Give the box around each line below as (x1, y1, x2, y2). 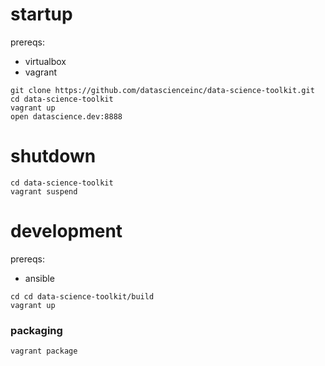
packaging (10, 323, 63, 337)
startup (10, 3, 73, 26)
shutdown (10, 145, 97, 168)
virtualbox (24, 55, 67, 67)
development (10, 220, 123, 243)
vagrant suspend (10, 186, 78, 197)
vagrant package (10, 346, 78, 357)
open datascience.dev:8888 (10, 111, 123, 122)
